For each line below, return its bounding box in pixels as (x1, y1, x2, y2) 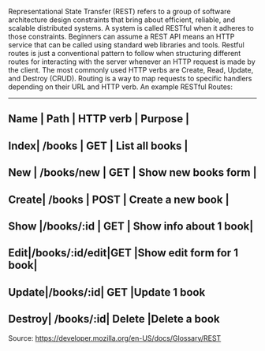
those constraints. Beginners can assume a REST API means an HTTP (8, 32, 235, 41)
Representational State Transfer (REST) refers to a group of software (8, 7, 231, 16)
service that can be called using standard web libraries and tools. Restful (8, 40, 244, 50)
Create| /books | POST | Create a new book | (8, 192, 230, 206)
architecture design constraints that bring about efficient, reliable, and (8, 15, 236, 24)
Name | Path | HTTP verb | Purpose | (8, 112, 190, 125)
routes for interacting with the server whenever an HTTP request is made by (8, 57, 256, 66)
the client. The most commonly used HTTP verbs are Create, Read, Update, (8, 65, 254, 74)
